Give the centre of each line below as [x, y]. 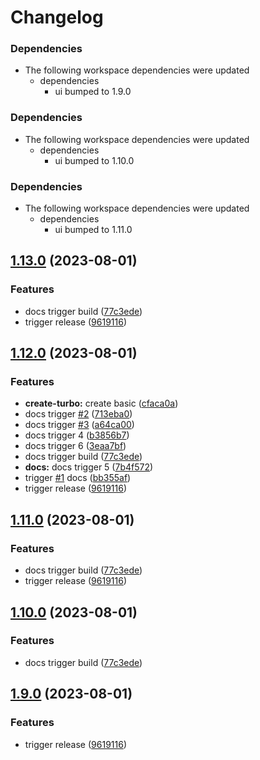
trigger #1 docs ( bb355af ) [78, 478]
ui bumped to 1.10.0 [94, 160]
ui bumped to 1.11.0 [93, 230]
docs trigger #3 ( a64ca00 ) [79, 425]
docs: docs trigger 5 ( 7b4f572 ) [89, 467]
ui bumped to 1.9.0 [93, 92]
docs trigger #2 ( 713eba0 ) [78, 414]
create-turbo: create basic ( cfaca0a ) [101, 403]
